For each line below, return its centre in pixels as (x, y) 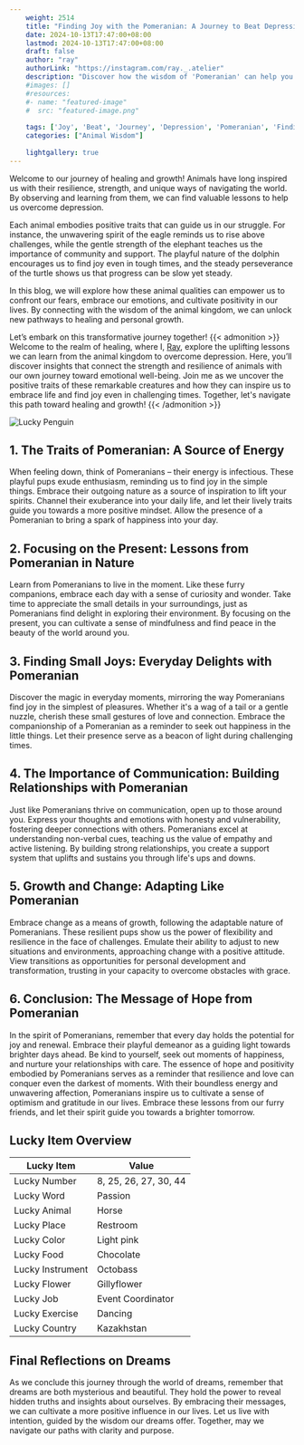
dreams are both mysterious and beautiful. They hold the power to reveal (145, 1392)
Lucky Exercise (46, 1314)
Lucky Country (45, 1328)
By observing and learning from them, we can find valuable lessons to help (149, 197)
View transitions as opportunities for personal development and (128, 960)
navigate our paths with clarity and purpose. (92, 1431)
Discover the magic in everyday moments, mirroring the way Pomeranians (147, 698)
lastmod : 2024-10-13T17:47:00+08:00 (95, 43)
